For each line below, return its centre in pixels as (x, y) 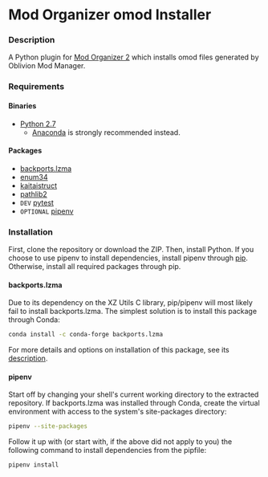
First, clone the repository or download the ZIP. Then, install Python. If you (131, 250)
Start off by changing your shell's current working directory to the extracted (134, 394)
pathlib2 (34, 194)
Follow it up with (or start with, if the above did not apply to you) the (120, 442)
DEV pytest (37, 202)
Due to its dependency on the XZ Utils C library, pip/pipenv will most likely (130, 303)
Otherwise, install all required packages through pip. (95, 267)
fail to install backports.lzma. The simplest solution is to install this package (133, 312)
